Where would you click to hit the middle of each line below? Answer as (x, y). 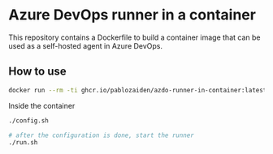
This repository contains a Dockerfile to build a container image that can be (134, 37)
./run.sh (23, 143)
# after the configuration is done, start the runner (102, 135)
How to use (37, 72)
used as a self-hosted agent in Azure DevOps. (86, 45)
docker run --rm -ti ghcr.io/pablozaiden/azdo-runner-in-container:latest (138, 90)
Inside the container (42, 105)
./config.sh (28, 120)
